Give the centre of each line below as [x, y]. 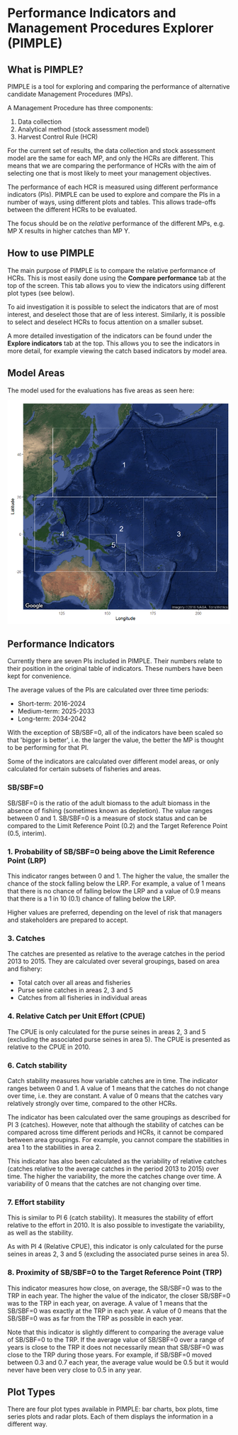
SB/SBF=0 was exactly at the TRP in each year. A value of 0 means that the [117, 1311]
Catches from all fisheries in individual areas [82, 998]
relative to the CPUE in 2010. [49, 1047]
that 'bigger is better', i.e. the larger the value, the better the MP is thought [116, 740]
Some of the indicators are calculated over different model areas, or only [113, 761]
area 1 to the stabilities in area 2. [54, 1147]
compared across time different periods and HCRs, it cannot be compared [115, 1132]
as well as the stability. [40, 1233]
